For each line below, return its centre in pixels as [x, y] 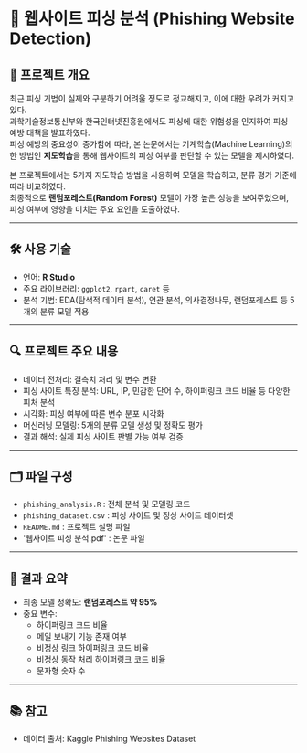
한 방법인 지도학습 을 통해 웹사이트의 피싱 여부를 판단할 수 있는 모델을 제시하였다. [152, 155]
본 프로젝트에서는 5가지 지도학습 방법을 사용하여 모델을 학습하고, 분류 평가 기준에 [153, 175]
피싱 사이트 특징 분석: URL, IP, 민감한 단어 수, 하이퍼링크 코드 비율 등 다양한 [156, 390]
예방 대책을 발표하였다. [50, 133]
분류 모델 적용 [64, 311]
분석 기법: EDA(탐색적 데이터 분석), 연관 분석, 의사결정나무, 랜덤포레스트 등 [155, 300]
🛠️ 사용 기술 [40, 249]
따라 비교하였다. [38, 186]
